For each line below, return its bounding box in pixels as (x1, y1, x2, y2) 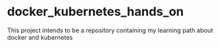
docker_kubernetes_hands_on (7, 4, 184, 19)
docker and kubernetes (7, 33, 73, 41)
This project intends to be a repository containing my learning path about (7, 26, 214, 34)
